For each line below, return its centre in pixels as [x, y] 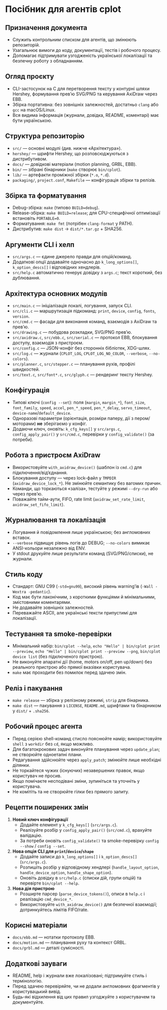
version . [21, 316]
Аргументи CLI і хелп [40, 245]
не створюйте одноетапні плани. [47, 754]
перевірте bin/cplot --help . [50, 883]
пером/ [142, 418]
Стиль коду [24, 574]
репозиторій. [26, 45]
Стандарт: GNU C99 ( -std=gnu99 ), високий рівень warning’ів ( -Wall [83, 586]
